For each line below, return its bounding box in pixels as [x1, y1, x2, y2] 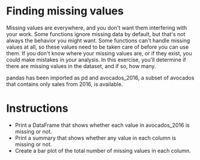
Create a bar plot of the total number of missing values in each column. [14, 147, 191, 154]
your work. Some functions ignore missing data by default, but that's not [6, 30, 186, 37]
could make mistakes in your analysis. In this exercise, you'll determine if [6, 56, 186, 63]
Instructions [6, 102, 68, 115]
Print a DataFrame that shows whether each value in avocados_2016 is [14, 122, 190, 129]
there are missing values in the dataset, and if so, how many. [6, 62, 156, 70]
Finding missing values [6, 4, 124, 18]
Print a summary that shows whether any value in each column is [14, 134, 176, 141]
